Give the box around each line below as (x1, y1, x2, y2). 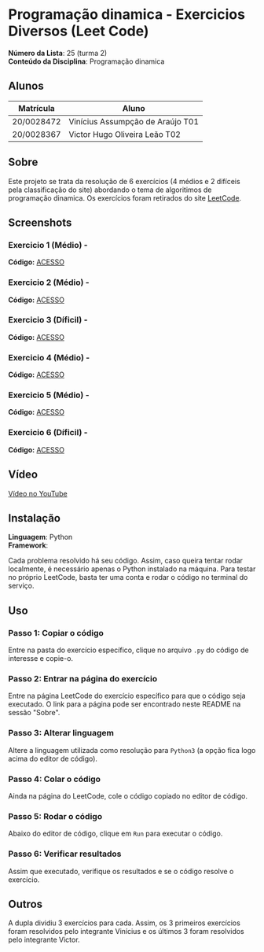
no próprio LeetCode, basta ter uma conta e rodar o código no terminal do (8, 573, 248, 582)
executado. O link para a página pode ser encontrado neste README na (8, 699, 241, 709)
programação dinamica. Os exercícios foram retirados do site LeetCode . (8, 193, 242, 202)
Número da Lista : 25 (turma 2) (8, 48, 108, 57)
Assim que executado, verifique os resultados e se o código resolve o (8, 866, 234, 876)
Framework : (8, 541, 49, 550)
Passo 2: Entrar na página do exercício (8, 673, 158, 684)
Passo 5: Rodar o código (8, 810, 103, 821)
